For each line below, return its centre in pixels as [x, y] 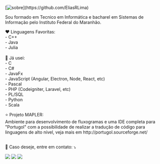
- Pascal [13, 84]
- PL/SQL [14, 94]
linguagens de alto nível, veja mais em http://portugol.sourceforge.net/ [77, 132]
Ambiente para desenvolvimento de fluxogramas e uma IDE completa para [80, 122]
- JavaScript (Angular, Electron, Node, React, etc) [55, 79]
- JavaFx [14, 73]
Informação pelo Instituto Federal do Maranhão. [53, 22]
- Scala [12, 105]
